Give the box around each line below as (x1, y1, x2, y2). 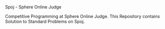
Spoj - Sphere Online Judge (5, 4, 62, 10)
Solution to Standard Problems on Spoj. (5, 19, 85, 24)
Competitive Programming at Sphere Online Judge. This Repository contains (5, 14, 160, 19)
